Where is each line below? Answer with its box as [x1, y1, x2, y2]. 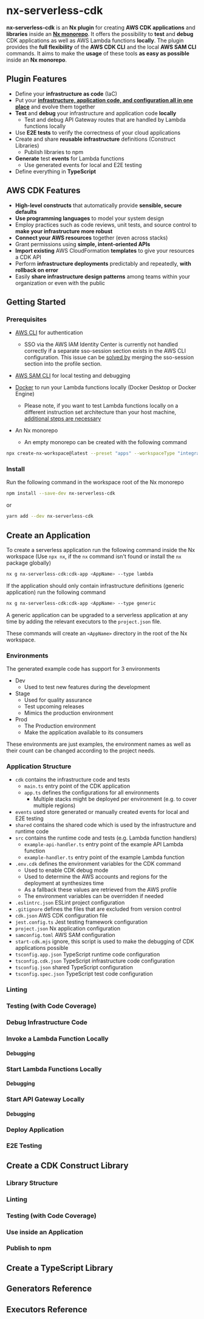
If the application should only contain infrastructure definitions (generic [6, 582, 185, 589]
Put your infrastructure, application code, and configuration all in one [15, 96, 193, 104]
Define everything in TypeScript [15, 168, 96, 175]
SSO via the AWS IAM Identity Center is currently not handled [24, 341, 178, 348]
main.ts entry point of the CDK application [24, 782, 131, 790]
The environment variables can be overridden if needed [24, 893, 164, 900]
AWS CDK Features [6, 185, 81, 196]
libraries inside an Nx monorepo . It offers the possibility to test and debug [6, 30, 194, 37]
